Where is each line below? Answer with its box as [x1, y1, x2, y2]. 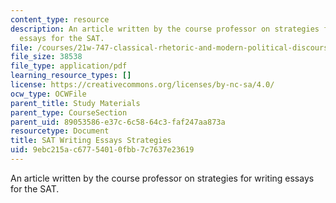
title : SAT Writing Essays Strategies [10, 136, 172, 146]
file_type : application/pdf [10, 61, 128, 71]
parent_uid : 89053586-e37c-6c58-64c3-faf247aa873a [10, 117, 226, 127]
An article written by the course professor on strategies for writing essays [10, 172, 315, 184]
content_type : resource [10, 14, 110, 25]
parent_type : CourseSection [10, 107, 128, 118]
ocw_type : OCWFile [10, 89, 87, 99]
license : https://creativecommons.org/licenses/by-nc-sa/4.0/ [10, 80, 275, 90]
